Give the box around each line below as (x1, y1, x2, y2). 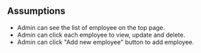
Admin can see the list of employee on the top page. (16, 23, 165, 31)
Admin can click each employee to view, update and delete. (16, 31, 185, 39)
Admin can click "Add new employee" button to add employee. (16, 37, 194, 46)
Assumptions (7, 5, 66, 17)
